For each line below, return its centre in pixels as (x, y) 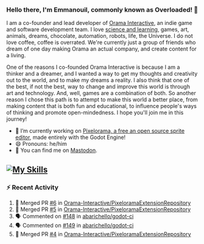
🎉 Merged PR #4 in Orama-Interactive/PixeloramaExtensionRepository (103, 234)
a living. (16, 56)
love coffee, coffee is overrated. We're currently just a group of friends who (101, 43)
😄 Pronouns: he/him (41, 144)
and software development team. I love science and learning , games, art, (98, 29)
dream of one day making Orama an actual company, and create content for (101, 49)
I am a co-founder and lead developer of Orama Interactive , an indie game (100, 23)
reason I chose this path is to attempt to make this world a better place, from (102, 99)
